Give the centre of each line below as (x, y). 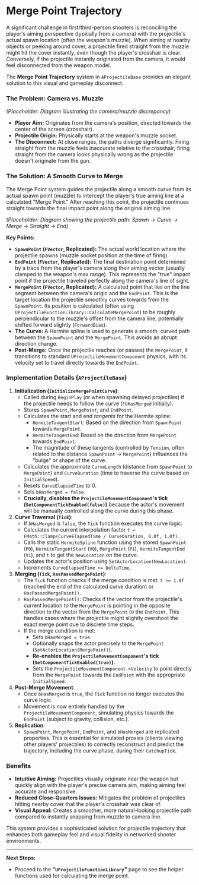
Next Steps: (21, 858)
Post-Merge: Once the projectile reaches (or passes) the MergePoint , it (101, 350)
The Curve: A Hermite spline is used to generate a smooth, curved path (102, 331)
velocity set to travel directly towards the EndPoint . (76, 362)
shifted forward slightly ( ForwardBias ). (61, 324)
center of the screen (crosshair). (54, 129)
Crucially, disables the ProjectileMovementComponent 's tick (96, 498)
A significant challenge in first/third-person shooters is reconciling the (92, 27)
